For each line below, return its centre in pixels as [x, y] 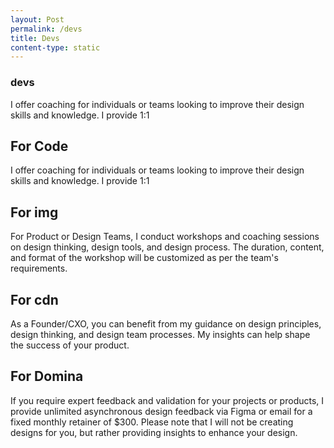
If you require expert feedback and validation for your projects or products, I [167, 400]
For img [34, 212]
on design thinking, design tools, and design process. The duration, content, [167, 247]
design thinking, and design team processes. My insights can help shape [160, 334]
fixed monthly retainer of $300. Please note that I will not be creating [152, 422]
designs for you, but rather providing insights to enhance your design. [154, 432]
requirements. [39, 268]
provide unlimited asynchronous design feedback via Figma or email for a [161, 411]
